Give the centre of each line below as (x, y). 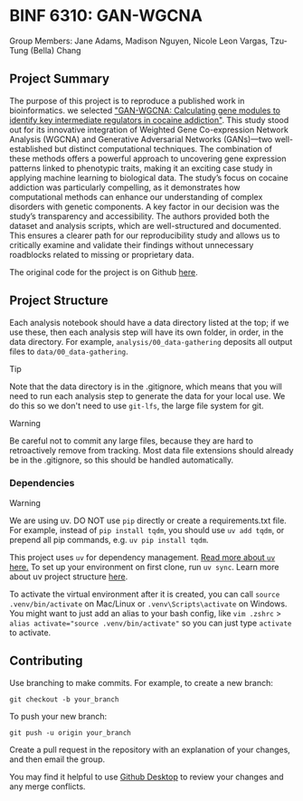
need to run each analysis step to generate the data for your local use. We (147, 396)
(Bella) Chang (56, 50)
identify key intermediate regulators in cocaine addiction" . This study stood (149, 119)
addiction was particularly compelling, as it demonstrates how (125, 187)
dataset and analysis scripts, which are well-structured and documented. (146, 225)
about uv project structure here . (69, 577)
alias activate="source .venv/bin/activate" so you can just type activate (151, 623)
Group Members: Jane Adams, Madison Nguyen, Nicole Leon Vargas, (139, 41)
